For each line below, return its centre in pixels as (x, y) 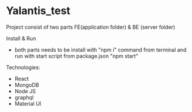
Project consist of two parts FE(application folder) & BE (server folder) (91, 27)
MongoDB (27, 85)
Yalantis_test (38, 11)
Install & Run (21, 38)
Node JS (25, 91)
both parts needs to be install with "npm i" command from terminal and (100, 50)
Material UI (28, 103)
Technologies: (23, 67)
